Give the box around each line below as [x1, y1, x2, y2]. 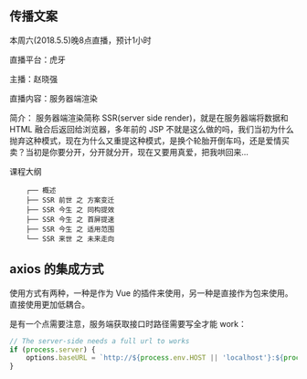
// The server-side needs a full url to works [9, 336, 190, 345]
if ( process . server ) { [9, 345, 96, 354]
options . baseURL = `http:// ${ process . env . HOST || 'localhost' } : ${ [26, 353, 284, 363]
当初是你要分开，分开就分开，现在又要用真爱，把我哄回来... [25, 146, 249, 157]
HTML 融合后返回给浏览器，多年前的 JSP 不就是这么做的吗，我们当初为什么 [9, 123, 294, 134]
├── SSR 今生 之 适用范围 [26, 225, 115, 234]
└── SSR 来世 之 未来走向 [26, 234, 115, 244]
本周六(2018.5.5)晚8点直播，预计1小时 [9, 35, 152, 46]
